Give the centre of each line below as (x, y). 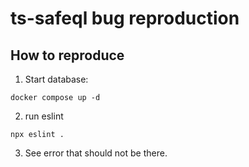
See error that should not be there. (96, 153)
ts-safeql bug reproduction (125, 18)
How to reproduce (67, 55)
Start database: (56, 79)
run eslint (44, 116)
